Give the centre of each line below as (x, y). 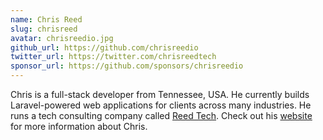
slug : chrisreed (44, 29)
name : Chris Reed (46, 19)
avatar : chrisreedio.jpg (62, 38)
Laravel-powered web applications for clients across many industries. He (161, 105)
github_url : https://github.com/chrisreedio (104, 47)
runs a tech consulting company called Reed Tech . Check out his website (161, 115)
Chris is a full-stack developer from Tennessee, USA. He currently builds (160, 94)
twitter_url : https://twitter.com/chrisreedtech (113, 57)
